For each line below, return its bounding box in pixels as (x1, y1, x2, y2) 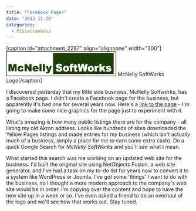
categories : (6, 22, 35, 28)
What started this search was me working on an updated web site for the (6, 155, 182, 162)
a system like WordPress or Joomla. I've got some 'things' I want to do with (6, 173, 188, 181)
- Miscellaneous (11, 28, 51, 34)
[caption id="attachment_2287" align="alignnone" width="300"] (6, 45, 162, 52)
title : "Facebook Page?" (6, 9, 67, 15)
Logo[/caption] (6, 77, 42, 84)
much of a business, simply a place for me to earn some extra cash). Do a (6, 137, 185, 144)
